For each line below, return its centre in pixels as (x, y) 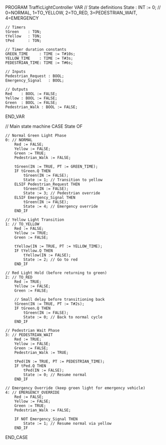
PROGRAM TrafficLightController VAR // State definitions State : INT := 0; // (83, 7)
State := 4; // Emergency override (61, 207)
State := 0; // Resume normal (55, 375)
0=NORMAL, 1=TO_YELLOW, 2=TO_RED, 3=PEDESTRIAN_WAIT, (71, 13)
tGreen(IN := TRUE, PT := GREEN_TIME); (56, 167)
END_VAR (15, 116)
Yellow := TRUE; (32, 233)
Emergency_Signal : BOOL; (35, 80)
